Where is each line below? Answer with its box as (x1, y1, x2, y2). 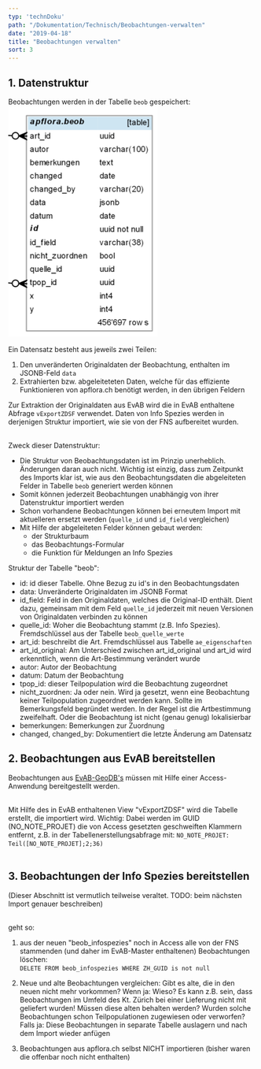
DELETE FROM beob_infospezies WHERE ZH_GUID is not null (19, 964, 211, 972)
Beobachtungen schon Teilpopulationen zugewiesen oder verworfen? (19, 1011, 245, 1021)
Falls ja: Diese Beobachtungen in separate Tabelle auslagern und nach (19, 1020, 248, 1030)
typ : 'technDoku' (8, 13, 65, 20)
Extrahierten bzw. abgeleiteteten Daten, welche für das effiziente (19, 377, 230, 386)
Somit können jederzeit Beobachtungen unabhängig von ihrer (19, 489, 219, 499)
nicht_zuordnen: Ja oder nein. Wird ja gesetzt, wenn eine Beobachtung (19, 687, 250, 696)
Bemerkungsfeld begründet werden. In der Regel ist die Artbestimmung (19, 703, 252, 713)
